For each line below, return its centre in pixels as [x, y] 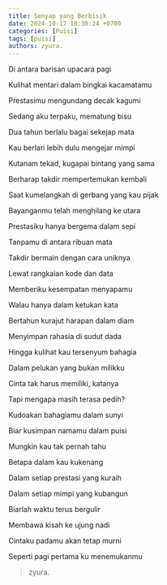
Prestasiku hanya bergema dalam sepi [72, 226]
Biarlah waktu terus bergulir [55, 510]
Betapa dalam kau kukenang [56, 462]
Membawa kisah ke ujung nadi [59, 525]
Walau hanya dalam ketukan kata [64, 305]
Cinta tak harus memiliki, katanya [64, 384]
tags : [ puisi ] [32, 39]
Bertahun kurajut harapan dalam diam [71, 320]
